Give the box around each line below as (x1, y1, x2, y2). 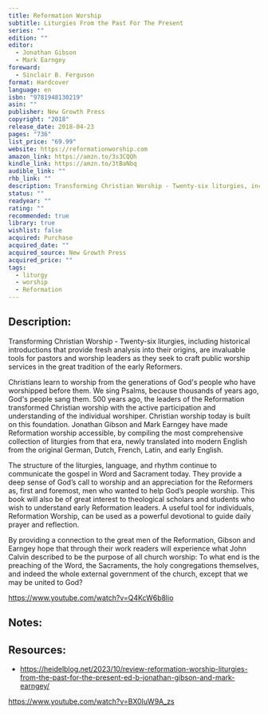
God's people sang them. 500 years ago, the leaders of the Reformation (8, 394, 245, 403)
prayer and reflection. (8, 520, 80, 529)
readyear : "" (8, 197, 52, 205)
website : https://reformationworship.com (8, 145, 148, 153)
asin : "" (8, 100, 37, 108)
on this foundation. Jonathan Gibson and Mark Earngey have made (8, 419, 228, 429)
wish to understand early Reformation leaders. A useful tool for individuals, (8, 503, 254, 512)
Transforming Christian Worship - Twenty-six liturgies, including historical (8, 336, 250, 346)
